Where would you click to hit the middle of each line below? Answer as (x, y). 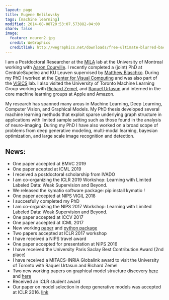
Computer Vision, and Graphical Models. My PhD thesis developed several (82, 109)
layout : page (19, 10)
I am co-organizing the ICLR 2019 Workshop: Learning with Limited (82, 180)
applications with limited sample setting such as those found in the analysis (83, 119)
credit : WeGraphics (30, 43)
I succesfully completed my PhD (46, 201)
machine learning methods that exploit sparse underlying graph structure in (83, 114)
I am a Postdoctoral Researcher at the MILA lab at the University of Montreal (84, 62)
